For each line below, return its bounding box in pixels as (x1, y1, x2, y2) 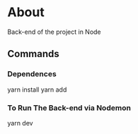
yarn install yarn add (7, 85, 67, 94)
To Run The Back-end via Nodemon (7, 103, 131, 113)
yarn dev (7, 118, 33, 127)
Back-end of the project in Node (7, 28, 101, 36)
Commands (7, 48, 60, 60)
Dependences (7, 69, 57, 79)
